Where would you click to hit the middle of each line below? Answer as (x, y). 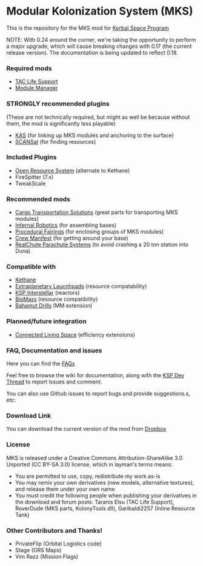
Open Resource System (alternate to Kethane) (72, 170)
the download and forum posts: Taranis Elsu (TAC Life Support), (95, 502)
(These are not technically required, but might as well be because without (98, 117)
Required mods (29, 68)
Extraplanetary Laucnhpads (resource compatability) (81, 286)
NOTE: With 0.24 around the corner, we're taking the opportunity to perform (101, 39)
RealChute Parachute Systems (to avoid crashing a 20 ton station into (102, 244)
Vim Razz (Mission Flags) (47, 556)
